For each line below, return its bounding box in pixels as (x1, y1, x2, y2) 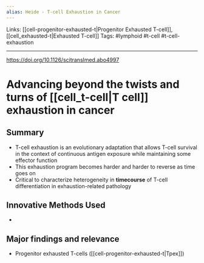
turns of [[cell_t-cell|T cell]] (6, 90, 149, 104)
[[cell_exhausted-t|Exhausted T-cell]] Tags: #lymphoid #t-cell (6, 32, 160, 40)
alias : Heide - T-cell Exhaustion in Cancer (6, 9, 121, 15)
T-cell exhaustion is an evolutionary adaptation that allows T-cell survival (15, 144, 197, 151)
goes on (15, 169, 36, 177)
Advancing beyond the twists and (6, 77, 180, 91)
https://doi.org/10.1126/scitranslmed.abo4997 (6, 56, 120, 63)
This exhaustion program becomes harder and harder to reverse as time (15, 163, 195, 170)
